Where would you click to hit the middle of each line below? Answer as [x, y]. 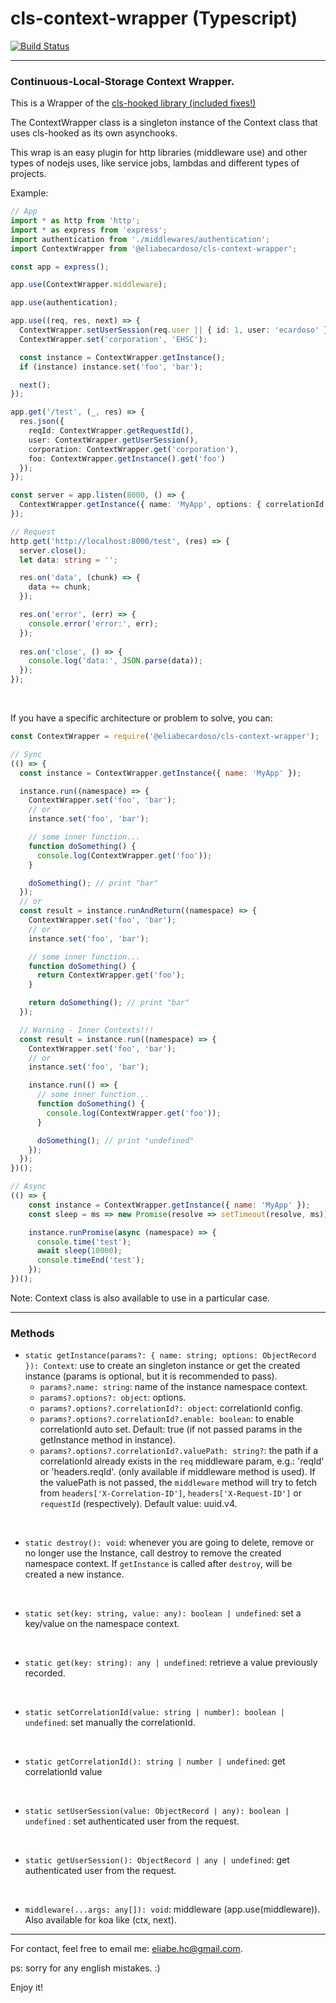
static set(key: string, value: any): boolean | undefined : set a [163, 1613]
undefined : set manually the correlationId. [110, 1723]
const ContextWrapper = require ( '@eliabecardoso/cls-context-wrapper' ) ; [165, 737]
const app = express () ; [60, 267]
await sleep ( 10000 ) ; [79, 1251]
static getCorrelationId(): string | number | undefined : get [155, 1761]
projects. [28, 174]
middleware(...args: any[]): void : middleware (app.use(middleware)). [172, 1909]
